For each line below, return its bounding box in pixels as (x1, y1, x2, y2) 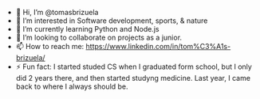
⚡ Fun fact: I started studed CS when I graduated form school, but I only (15, 62, 253, 71)
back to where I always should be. (15, 82, 129, 91)
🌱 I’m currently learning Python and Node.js (15, 25, 160, 33)
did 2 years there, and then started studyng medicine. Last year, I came (15, 74, 251, 82)
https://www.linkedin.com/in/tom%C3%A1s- (85, 42, 231, 51)
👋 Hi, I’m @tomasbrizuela (15, 8, 99, 17)
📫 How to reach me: (15, 42, 85, 51)
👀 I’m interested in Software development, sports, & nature (15, 16, 208, 25)
